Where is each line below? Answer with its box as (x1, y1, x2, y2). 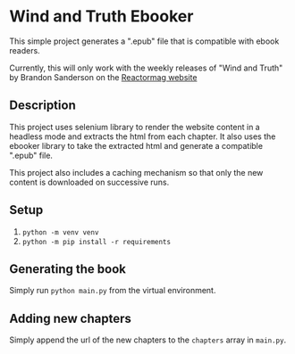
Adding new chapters (9, 310, 131, 326)
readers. (9, 45, 40, 55)
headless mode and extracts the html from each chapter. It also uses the (9, 131, 276, 142)
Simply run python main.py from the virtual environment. (9, 285, 216, 296)
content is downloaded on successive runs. (9, 177, 170, 187)
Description (9, 98, 76, 113)
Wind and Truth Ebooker (9, 6, 194, 27)
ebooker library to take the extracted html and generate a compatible (9, 140, 264, 151)
